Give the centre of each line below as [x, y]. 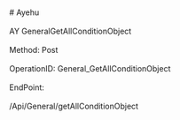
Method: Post [34, 50]
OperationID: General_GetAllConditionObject [90, 68]
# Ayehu [24, 12]
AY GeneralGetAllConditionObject [70, 31]
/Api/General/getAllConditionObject [74, 106]
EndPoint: [27, 87]
